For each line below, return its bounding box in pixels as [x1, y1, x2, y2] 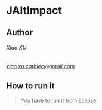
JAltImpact [6, 4, 63, 17]
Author [6, 27, 33, 38]
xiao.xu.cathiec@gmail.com [6, 62, 75, 69]
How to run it [6, 81, 55, 91]
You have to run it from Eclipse [20, 97, 97, 104]
